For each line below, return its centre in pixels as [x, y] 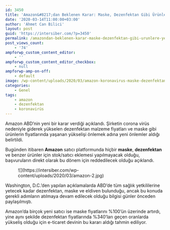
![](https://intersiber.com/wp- [49, 170]
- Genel [22, 90]
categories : [18, 85]
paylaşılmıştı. [19, 202]
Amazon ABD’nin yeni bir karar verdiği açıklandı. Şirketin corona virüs [77, 123]
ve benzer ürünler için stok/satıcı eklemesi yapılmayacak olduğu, [73, 155]
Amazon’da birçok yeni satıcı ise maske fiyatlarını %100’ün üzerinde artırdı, [83, 211]
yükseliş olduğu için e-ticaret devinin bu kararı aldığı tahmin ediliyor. [76, 222]
